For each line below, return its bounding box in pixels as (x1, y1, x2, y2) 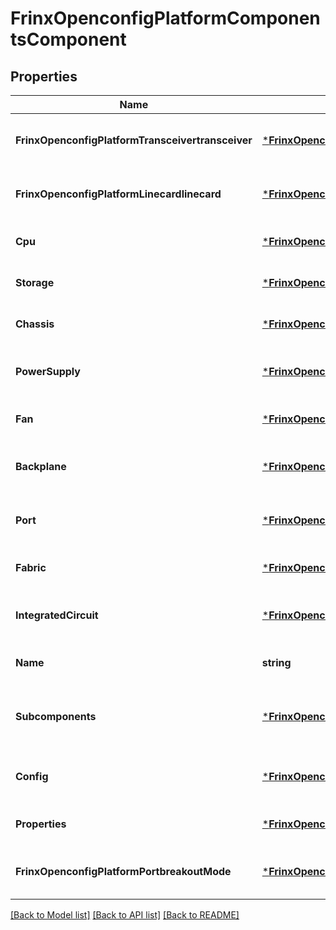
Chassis (15, 317, 55, 331)
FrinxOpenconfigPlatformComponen (10, 7, 321, 30)
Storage (15, 276, 55, 289)
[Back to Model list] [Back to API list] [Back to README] (10, 909, 240, 921)
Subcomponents (15, 710, 97, 723)
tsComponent (10, 28, 127, 51)
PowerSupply (15, 365, 81, 378)
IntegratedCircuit (15, 608, 99, 622)
